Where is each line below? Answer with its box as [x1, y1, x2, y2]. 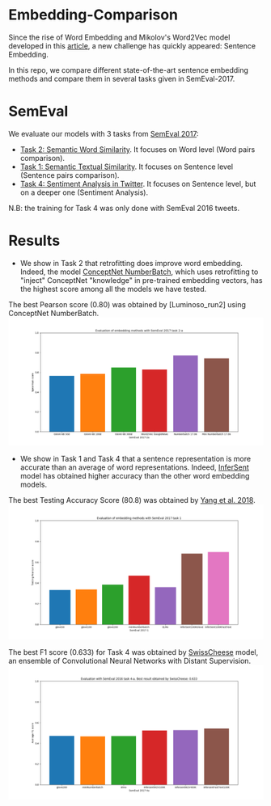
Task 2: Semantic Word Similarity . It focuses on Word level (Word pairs [19, 144, 256, 154]
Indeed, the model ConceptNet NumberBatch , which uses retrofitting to [19, 267, 259, 276]
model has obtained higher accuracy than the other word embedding [19, 471, 250, 481]
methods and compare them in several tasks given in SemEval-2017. [8, 74, 235, 83]
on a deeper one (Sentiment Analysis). [19, 188, 148, 197]
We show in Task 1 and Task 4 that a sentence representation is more [19, 454, 252, 464]
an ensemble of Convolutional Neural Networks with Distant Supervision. [8, 656, 252, 665]
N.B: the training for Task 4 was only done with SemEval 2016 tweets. [8, 203, 240, 213]
